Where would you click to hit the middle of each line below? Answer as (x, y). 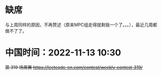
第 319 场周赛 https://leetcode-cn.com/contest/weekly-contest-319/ (74, 67)
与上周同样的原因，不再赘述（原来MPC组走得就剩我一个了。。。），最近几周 (79, 25)
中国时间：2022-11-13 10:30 (63, 53)
